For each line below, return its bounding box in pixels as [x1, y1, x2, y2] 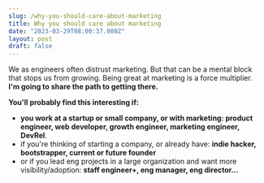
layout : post [8, 34, 53, 43]
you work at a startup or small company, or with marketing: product [19, 113, 253, 123]
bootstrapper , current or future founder [19, 148, 157, 158]
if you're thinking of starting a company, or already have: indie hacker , [19, 139, 257, 149]
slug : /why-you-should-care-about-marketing [8, 11, 162, 20]
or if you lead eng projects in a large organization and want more [19, 156, 237, 167]
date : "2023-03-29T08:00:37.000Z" [8, 27, 126, 35]
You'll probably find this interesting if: [8, 98, 140, 107]
